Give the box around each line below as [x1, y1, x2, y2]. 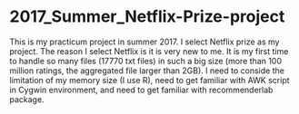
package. [9, 93, 45, 105]
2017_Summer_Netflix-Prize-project [9, 6, 285, 27]
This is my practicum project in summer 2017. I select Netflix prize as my [9, 36, 280, 47]
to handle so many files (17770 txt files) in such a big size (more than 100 [9, 55, 283, 66]
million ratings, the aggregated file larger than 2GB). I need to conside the [9, 65, 284, 76]
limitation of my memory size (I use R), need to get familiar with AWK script [9, 74, 290, 85]
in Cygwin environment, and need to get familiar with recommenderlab [9, 84, 274, 95]
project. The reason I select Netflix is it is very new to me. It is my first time [9, 45, 289, 56]
